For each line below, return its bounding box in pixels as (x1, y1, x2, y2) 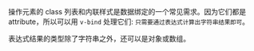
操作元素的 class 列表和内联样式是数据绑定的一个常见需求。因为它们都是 (8, 7, 246, 16)
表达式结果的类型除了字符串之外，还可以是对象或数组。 (8, 34, 190, 43)
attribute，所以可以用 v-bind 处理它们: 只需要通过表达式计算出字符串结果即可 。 (8, 17, 250, 26)
